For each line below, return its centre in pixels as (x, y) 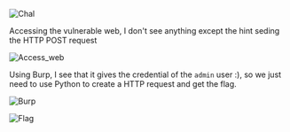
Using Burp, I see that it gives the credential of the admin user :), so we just (145, 74)
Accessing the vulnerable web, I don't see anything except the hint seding (145, 31)
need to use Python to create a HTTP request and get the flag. (123, 84)
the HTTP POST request (53, 40)
